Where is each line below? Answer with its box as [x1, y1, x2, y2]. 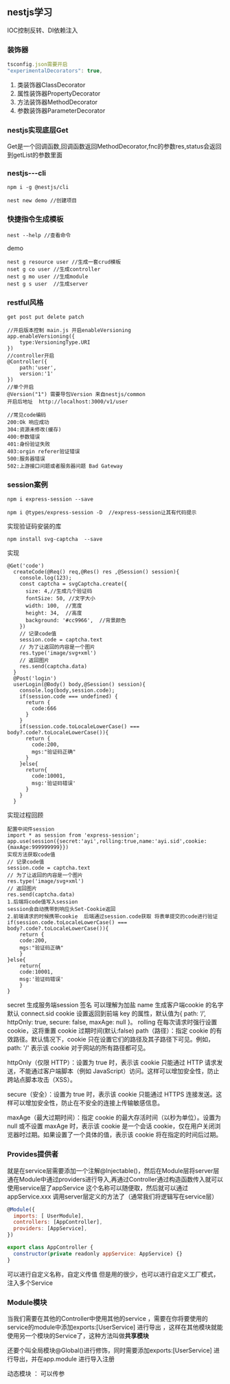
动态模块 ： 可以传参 [7, 1369, 65, 1377]
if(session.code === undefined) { [19, 693, 118, 700]
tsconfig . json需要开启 [7, 61, 68, 68]
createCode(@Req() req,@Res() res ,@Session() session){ [13, 569, 180, 575]
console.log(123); [19, 575, 72, 582]
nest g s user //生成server [7, 281, 89, 287]
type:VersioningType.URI [19, 339, 91, 346]
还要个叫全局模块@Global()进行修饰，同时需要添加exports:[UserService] [7, 1346, 213, 1354]
